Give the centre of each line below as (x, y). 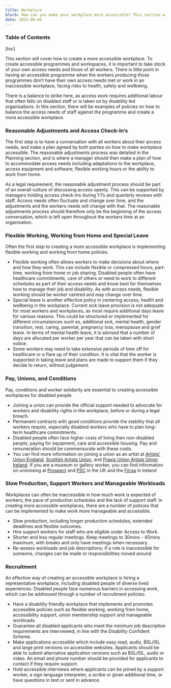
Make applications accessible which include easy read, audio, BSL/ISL (86, 642)
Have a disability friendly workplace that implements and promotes (83, 604)
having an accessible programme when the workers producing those (77, 75)
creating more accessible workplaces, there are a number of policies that (82, 505)
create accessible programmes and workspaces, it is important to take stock (85, 64)
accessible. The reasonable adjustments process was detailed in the (77, 152)
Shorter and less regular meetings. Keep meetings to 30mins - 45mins (86, 537)
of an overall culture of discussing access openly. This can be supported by (85, 189)
